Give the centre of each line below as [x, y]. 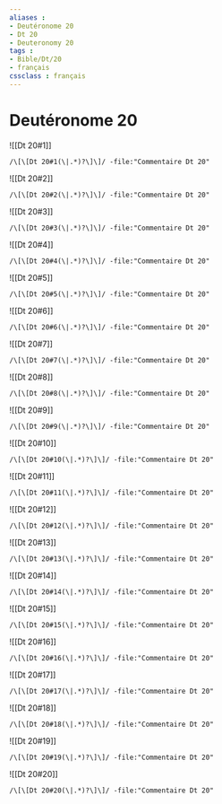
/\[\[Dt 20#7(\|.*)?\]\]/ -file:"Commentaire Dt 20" [110, 360]
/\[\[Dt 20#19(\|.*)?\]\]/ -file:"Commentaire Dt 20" [112, 757]
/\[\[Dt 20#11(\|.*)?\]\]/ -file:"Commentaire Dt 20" [112, 493]
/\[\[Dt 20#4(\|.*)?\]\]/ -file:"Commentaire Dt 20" [110, 261]
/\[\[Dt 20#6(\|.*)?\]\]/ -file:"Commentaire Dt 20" [110, 327]
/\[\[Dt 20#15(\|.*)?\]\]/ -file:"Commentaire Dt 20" [112, 625]
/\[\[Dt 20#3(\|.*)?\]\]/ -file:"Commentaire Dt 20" [110, 228]
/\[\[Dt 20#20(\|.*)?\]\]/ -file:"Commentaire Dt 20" [112, 791]
